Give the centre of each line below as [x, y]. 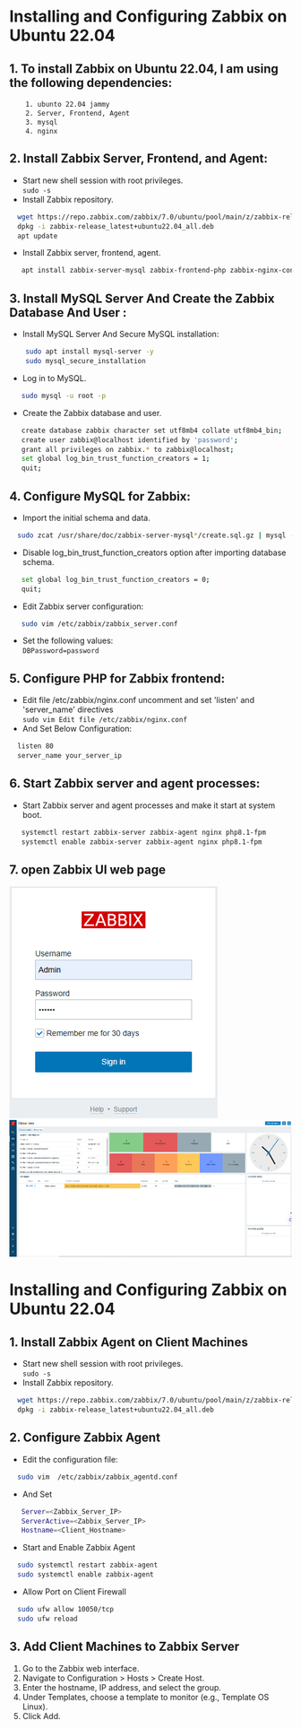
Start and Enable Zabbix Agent [79, 1548]
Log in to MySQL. [54, 378]
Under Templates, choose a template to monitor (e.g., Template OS [146, 1697]
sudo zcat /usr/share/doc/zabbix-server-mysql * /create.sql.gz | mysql [152, 535]
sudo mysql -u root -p [63, 395]
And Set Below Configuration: [77, 729]
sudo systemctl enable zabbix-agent [86, 1575]
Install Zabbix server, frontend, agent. [91, 253]
